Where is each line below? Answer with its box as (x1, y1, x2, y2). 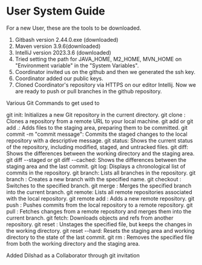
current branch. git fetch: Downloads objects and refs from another (6, 214, 174, 221)
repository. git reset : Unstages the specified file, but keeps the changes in (6, 220, 192, 228)
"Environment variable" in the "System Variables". (15, 62, 139, 69)
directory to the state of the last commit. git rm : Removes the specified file (6, 233, 193, 241)
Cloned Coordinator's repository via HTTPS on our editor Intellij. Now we (15, 81, 197, 89)
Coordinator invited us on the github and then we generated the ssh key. (15, 68, 195, 75)
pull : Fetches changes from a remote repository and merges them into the (6, 207, 192, 215)
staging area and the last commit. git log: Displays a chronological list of (6, 163, 186, 170)
